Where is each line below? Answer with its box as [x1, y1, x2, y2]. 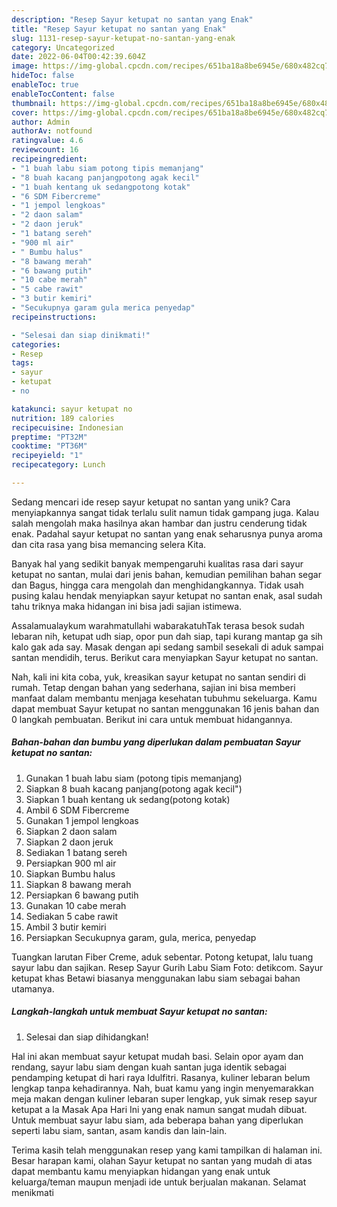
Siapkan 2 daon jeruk [25, 836, 114, 848]
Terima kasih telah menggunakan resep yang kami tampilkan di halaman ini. [11, 1144, 323, 1156]
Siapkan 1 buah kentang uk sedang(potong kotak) [25, 793, 231, 805]
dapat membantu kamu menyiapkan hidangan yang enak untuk [11, 1165, 271, 1177]
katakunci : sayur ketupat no [11, 404, 133, 414]
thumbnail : [11, 98, 57, 108]
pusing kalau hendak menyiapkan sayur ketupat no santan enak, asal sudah [11, 589, 323, 601]
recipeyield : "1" [11, 451, 84, 461]
